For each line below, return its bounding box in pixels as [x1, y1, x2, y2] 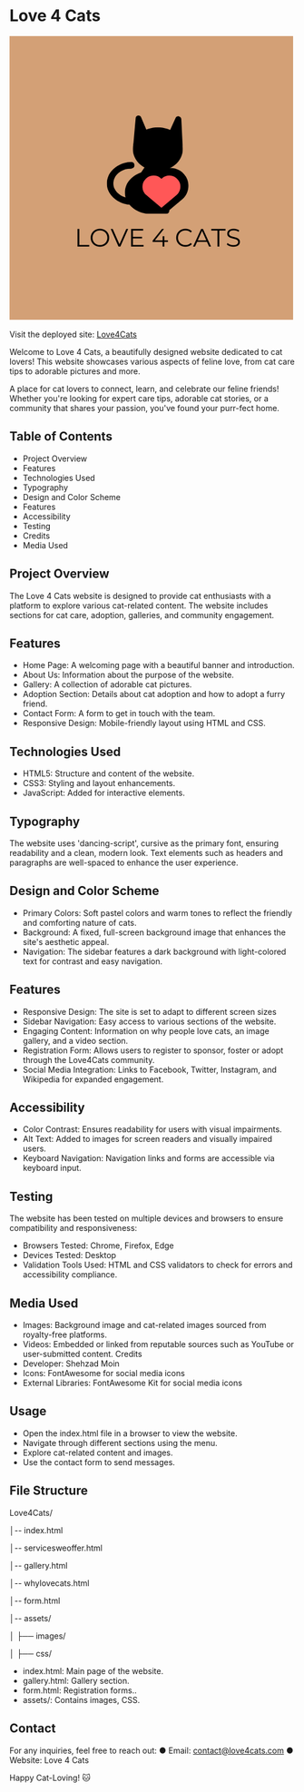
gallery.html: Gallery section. [22, 1675, 130, 1686]
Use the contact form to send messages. [22, 1456, 175, 1467]
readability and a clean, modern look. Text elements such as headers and [9, 848, 284, 858]
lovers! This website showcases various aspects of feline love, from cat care [9, 356, 295, 367]
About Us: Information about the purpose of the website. [22, 669, 234, 681]
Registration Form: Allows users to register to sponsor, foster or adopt [22, 1045, 284, 1056]
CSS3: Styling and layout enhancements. [22, 778, 175, 789]
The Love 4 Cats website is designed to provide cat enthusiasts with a [9, 590, 271, 601]
